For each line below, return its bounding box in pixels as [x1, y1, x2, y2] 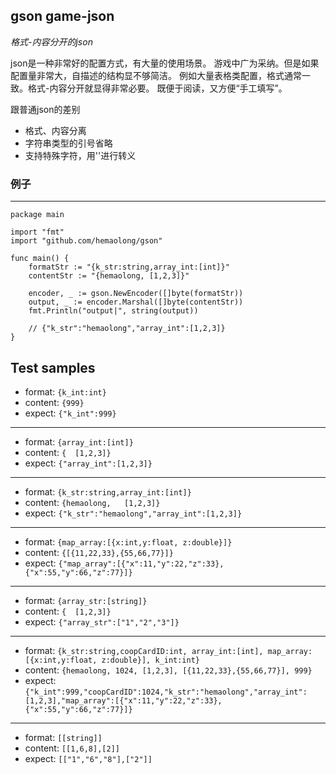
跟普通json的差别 [10, 103, 81, 115]
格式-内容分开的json [10, 35, 93, 48]
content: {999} [24, 396, 85, 408]
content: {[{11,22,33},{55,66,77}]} [24, 546, 174, 558]
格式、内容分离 [24, 124, 87, 136]
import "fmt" [10, 227, 65, 238]
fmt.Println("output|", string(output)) [28, 306, 199, 316]
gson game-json [10, 8, 115, 25]
